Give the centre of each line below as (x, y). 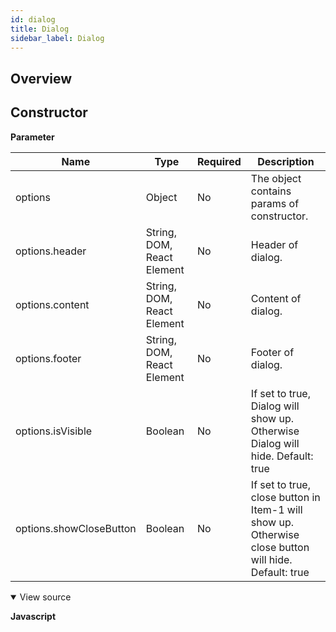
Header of (274, 244)
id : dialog (33, 19)
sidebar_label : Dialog (57, 38)
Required (219, 161)
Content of (276, 298)
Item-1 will (276, 509)
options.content (52, 304)
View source (45, 597)
